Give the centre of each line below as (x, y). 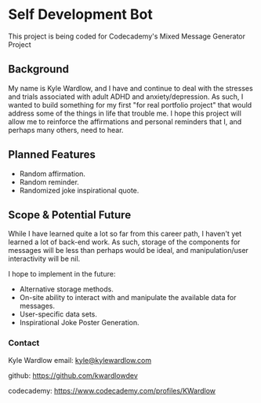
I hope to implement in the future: (62, 274)
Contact (24, 343)
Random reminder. (49, 181)
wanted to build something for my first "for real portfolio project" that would (130, 104)
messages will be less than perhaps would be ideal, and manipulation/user (129, 251)
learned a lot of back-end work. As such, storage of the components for (124, 242)
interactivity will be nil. (44, 259)
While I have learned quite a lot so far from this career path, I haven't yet (125, 234)
